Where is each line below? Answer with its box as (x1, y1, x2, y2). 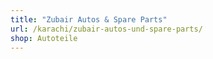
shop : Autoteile (10, 33, 78, 43)
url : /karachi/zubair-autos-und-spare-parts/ (10, 24, 203, 34)
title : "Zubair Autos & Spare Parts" (10, 14, 168, 25)
